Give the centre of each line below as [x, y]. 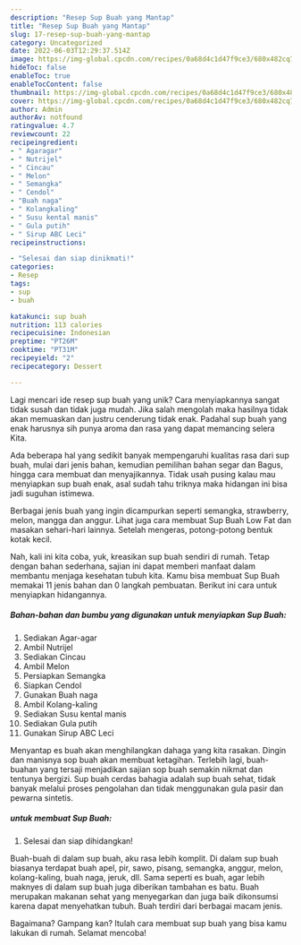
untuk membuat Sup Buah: [61, 818]
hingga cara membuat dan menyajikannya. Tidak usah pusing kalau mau [143, 474]
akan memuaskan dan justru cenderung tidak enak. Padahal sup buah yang [149, 418]
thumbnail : [30, 92]
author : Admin [37, 109]
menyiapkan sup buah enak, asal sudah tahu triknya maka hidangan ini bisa [149, 484]
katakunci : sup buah [49, 316]
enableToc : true [40, 76]
